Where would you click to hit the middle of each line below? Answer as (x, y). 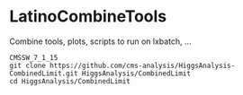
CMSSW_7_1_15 (34, 57)
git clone (28, 65)
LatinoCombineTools (88, 17)
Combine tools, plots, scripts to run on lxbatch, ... (100, 41)
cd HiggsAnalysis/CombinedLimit (70, 81)
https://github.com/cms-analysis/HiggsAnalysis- (142, 65)
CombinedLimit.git (44, 73)
